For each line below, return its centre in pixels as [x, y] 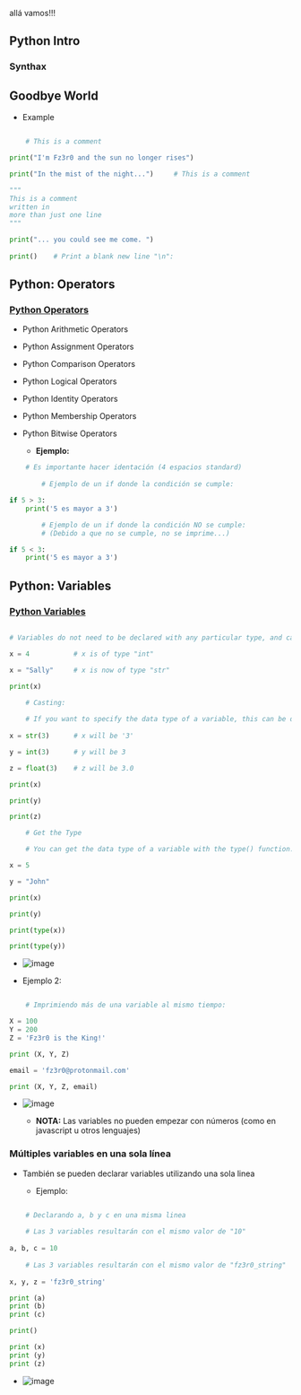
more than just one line [56, 215]
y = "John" [30, 881]
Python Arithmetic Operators [75, 329]
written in [30, 207]
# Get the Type [54, 833]
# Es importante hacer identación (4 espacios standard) [134, 467]
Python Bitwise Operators [70, 433]
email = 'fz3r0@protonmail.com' [69, 1070]
